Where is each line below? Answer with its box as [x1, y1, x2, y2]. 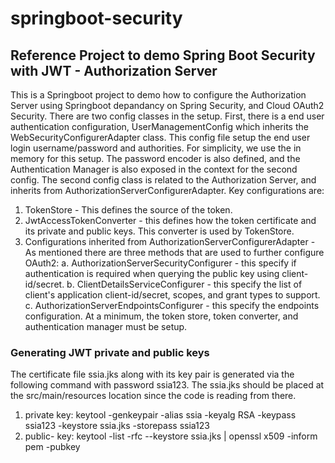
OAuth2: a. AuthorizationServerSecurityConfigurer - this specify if [24, 257, 297, 269]
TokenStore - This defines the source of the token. [24, 204, 233, 216]
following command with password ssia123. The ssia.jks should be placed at [10, 379, 325, 391]
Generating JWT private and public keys [10, 345, 210, 359]
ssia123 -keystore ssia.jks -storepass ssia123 [24, 420, 210, 432]
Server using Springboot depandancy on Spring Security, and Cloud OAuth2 [10, 100, 325, 111]
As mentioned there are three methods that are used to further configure [24, 247, 325, 258]
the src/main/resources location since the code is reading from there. [10, 390, 297, 402]
